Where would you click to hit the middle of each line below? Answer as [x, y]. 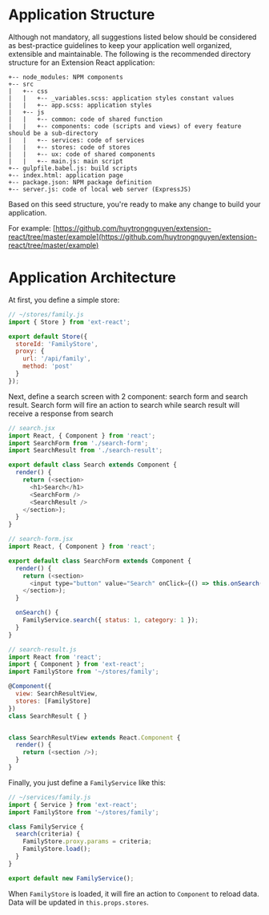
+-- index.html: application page [66, 175]
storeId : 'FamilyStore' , [57, 344]
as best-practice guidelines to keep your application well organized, [120, 45]
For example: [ [32, 228]
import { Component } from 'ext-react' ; [77, 664]
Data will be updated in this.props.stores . [79, 902]
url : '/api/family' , [57, 359]
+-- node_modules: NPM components [66, 77]
